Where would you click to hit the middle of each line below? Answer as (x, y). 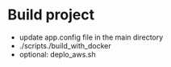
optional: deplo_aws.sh (57, 54)
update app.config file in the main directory (91, 37)
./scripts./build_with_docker (65, 45)
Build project (51, 15)
